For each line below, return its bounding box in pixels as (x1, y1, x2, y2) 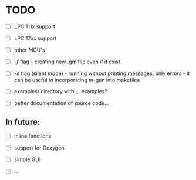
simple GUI (13, 156, 41, 163)
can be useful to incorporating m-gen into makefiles (13, 77, 140, 84)
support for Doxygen (13, 144, 65, 151)
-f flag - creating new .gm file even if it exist (13, 58, 121, 65)
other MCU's (13, 46, 45, 53)
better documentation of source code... (13, 100, 109, 107)
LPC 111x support (13, 23, 55, 30)
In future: (5, 117, 40, 127)
